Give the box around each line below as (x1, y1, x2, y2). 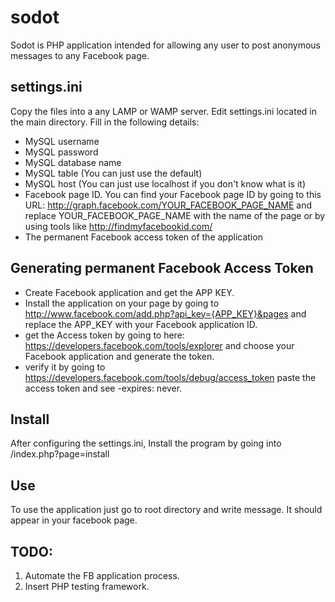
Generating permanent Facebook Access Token (10, 260, 314, 277)
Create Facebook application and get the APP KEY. (24, 286, 235, 298)
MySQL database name (24, 156, 122, 168)
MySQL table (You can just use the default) (24, 167, 203, 179)
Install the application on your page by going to (24, 297, 220, 309)
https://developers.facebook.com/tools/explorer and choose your (24, 339, 295, 351)
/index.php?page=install (10, 448, 110, 460)
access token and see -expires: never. (24, 382, 183, 394)
